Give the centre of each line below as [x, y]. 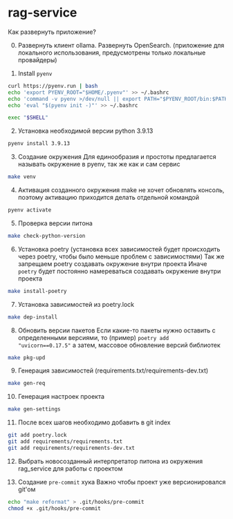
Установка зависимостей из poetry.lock [76, 304]
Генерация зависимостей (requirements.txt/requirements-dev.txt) [113, 370]
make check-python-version [47, 236]
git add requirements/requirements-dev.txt [72, 448]
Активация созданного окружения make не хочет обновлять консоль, [121, 190]
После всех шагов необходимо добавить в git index [94, 422]
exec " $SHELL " [28, 118]
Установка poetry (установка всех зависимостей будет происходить [119, 249]
